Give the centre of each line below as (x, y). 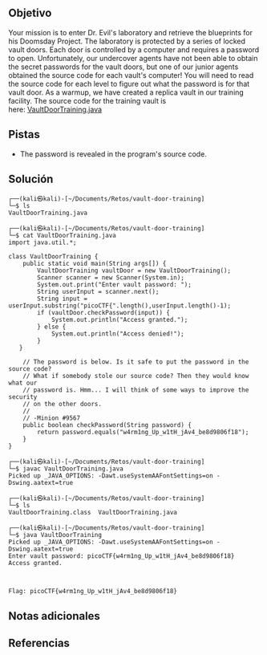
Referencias (39, 643)
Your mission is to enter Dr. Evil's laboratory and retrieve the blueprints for (131, 32)
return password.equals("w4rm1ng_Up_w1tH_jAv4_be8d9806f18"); (143, 433)
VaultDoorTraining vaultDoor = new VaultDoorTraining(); (134, 271)
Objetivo (30, 13)
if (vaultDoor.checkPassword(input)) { (104, 313)
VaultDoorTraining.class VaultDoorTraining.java (93, 513)
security (23, 397)
